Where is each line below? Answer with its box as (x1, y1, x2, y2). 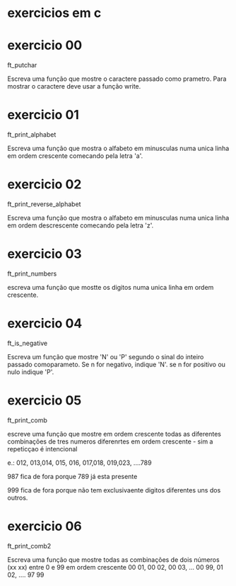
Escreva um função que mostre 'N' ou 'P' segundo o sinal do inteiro (7, 352, 204, 361)
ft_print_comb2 (7, 541, 52, 550)
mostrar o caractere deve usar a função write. (7, 82, 141, 91)
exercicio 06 (7, 519, 83, 534)
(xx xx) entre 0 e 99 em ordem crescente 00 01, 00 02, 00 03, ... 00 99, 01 (7, 563, 224, 571)
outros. (7, 493, 28, 502)
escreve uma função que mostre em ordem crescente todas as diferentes (7, 429, 221, 438)
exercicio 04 (7, 315, 83, 332)
